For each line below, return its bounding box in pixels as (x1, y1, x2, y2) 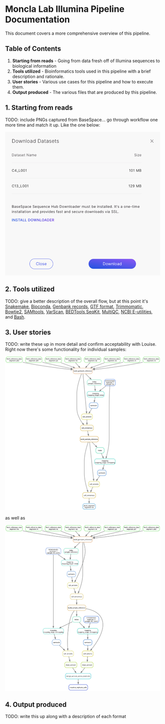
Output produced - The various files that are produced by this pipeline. (12, 89, 158, 95)
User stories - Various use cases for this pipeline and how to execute (12, 79, 154, 84)
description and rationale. (12, 73, 65, 80)
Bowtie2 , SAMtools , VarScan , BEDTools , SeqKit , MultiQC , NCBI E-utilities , (5, 309, 153, 315)
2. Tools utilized (5, 285, 55, 293)
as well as (5, 515, 26, 521)
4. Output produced (5, 700, 67, 709)
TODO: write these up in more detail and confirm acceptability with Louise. (5, 341, 157, 347)
